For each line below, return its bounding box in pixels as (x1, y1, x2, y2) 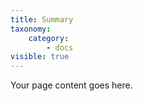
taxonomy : (10, 24, 52, 34)
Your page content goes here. (10, 79, 133, 91)
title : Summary (10, 14, 74, 25)
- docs (46, 42, 74, 53)
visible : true (10, 52, 70, 62)
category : (28, 33, 70, 43)
